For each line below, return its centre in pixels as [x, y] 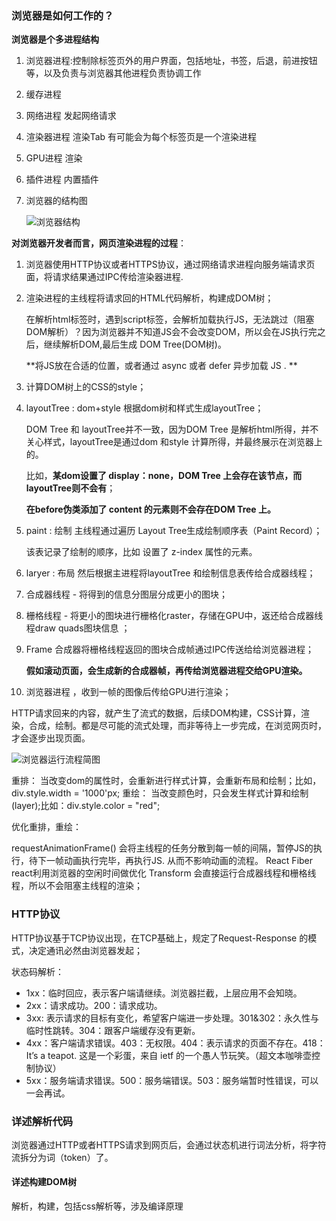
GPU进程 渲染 [54, 158]
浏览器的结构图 [56, 201]
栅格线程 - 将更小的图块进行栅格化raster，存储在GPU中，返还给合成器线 [174, 616]
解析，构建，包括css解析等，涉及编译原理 [97, 1206]
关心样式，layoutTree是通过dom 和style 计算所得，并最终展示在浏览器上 [174, 442]
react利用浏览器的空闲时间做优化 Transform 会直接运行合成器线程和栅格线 [164, 873]
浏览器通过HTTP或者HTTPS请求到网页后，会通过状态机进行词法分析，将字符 [169, 1144]
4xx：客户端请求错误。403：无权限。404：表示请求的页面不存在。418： [175, 1043]
